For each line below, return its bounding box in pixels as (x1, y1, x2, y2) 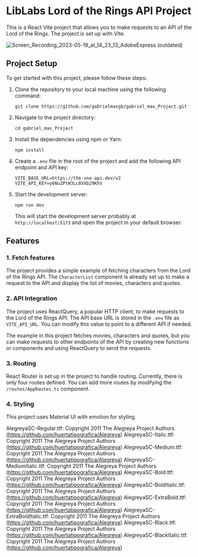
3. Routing (6, 359, 37, 367)
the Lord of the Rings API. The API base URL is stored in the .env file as (6, 314, 180, 321)
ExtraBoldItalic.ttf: (6, 513, 50, 520)
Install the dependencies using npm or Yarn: (14, 135, 122, 143)
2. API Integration (6, 294, 57, 303)
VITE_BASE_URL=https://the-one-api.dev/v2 (14, 175, 121, 181)
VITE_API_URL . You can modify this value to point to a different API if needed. (6, 320, 192, 328)
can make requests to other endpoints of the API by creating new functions (6, 338, 189, 345)
